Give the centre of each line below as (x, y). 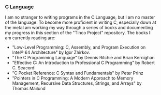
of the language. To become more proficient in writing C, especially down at (80, 22)
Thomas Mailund (29, 89)
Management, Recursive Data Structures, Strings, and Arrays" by (77, 83)
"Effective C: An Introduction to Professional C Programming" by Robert (83, 63)
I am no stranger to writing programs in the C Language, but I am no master (80, 17)
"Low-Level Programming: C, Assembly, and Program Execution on (79, 47)
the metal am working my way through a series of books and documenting (79, 28)
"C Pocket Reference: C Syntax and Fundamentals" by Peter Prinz (78, 73)
